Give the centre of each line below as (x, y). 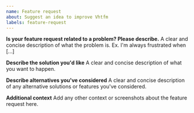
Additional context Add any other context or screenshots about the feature (97, 98)
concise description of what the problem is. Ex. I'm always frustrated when (96, 45)
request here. (22, 104)
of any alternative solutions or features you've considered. (77, 87)
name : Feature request (34, 11)
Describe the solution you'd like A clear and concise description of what (94, 63)
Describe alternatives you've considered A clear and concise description (96, 80)
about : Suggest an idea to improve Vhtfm (57, 17)
